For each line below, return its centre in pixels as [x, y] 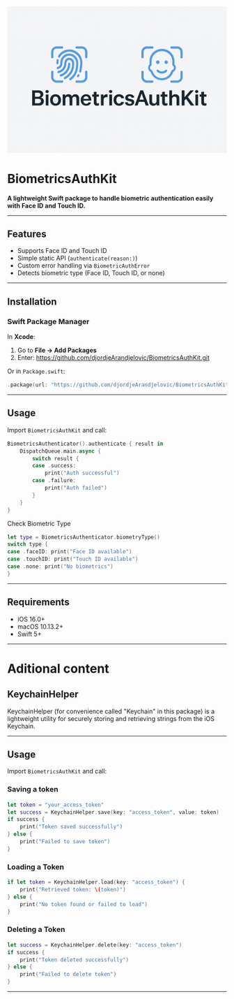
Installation [32, 301]
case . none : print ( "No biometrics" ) [60, 567]
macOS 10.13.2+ [40, 626]
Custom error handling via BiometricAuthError [84, 265]
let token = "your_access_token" [56, 805]
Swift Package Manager [48, 321]
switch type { [28, 544]
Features [27, 234]
